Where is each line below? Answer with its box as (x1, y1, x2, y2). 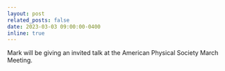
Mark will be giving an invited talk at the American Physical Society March (7, 49, 219, 57)
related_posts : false (7, 17, 70, 24)
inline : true (7, 29, 45, 37)
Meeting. (7, 56, 33, 65)
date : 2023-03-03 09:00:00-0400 (7, 23, 101, 30)
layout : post (7, 10, 45, 17)
